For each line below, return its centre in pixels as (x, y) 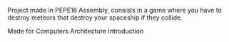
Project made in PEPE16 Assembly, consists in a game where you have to (115, 10)
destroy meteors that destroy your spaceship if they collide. (95, 17)
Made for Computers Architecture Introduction (76, 31)
